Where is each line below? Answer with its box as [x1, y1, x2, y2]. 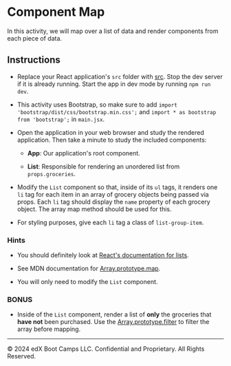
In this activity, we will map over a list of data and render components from [7, 27, 219, 35]
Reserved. [7, 352, 36, 360]
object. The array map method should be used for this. [16, 204, 172, 213]
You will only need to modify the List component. [16, 278, 158, 286]
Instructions [7, 54, 60, 66]
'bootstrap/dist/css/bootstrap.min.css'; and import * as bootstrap [16, 107, 217, 116]
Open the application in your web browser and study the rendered [16, 128, 204, 136]
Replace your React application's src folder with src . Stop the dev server [16, 72, 223, 80]
